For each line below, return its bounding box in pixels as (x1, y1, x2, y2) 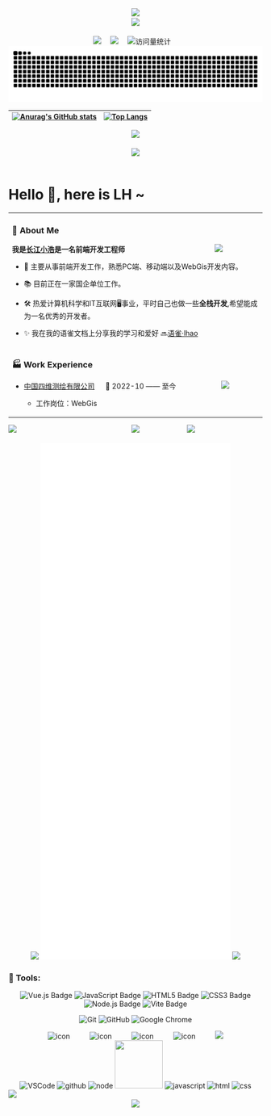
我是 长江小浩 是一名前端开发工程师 (11, 244, 125, 254)
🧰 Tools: (8, 972, 41, 984)
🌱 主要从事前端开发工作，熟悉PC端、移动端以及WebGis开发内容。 (23, 262, 243, 271)
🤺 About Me (11, 225, 60, 237)
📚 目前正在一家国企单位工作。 (23, 279, 126, 288)
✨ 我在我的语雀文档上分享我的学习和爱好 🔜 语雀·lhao (23, 328, 198, 338)
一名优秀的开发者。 (31, 311, 95, 321)
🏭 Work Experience (11, 359, 93, 370)
